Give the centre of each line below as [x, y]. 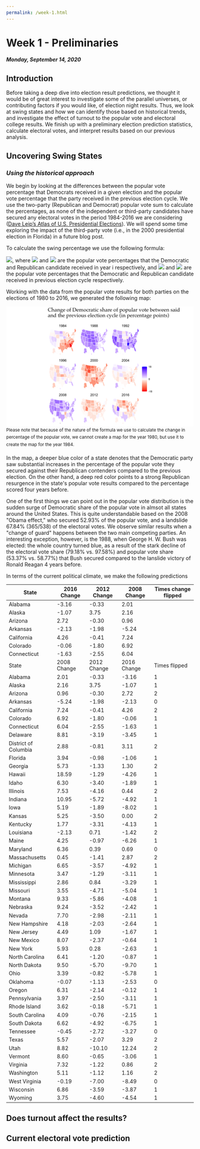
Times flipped [171, 665]
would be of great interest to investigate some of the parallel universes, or [97, 99]
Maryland [21, 849]
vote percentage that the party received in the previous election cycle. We [97, 198]
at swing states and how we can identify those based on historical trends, [96, 112]
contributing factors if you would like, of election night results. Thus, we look [100, 106]
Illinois [17, 791]
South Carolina [27, 1015]
